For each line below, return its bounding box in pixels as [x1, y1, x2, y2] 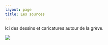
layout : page [5, 7, 32, 12]
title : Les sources [5, 12, 45, 17]
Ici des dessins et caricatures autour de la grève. [5, 25, 104, 31]
